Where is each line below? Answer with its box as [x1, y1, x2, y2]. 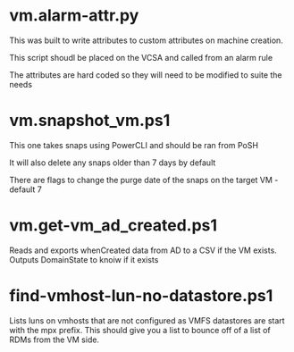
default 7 [9, 184, 42, 195]
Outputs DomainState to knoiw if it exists [9, 254, 159, 264]
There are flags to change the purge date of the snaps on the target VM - [9, 174, 279, 185]
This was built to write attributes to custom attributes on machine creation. [9, 35, 283, 46]
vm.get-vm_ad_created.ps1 [9, 215, 217, 236]
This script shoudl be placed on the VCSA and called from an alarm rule [9, 52, 273, 63]
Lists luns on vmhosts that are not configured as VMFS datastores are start [9, 314, 285, 326]
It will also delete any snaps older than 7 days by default [9, 157, 216, 168]
